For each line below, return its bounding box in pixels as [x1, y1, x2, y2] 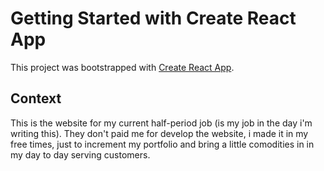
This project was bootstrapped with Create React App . [10, 61, 235, 73]
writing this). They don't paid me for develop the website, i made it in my [10, 127, 309, 139]
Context [10, 90, 62, 107]
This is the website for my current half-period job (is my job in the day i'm [10, 117, 313, 129]
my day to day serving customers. [10, 148, 151, 161]
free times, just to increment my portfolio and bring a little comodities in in [10, 138, 315, 150]
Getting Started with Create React [10, 7, 297, 30]
